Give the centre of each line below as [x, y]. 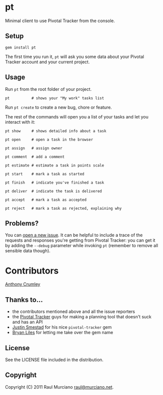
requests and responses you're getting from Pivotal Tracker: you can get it [80, 240]
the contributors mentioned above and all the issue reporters [73, 311]
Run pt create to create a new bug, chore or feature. [58, 107]
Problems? [22, 223]
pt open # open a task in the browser [49, 140]
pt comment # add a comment [35, 157]
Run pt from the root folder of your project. [48, 89]
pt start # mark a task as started [45, 174]
